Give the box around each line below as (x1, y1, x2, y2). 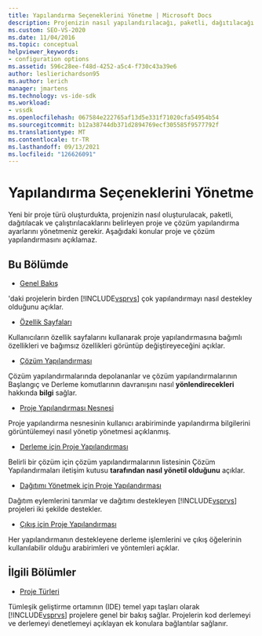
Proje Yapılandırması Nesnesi (19, 404, 115, 412)
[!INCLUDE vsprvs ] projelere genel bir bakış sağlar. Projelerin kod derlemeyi (8, 610, 251, 620)
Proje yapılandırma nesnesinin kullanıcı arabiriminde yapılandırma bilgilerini (8, 419, 251, 428)
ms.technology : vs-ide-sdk (8, 92, 96, 100)
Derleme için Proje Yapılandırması (19, 442, 129, 451)
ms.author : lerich (8, 77, 68, 85)
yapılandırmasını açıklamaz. (8, 235, 98, 244)
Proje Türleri (19, 587, 60, 596)
